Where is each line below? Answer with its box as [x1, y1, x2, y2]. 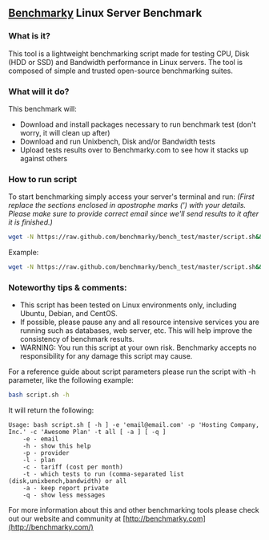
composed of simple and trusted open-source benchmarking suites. [8, 66, 234, 75]
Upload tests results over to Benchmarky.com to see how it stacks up [19, 144, 249, 155]
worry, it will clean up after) [19, 128, 110, 137]
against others [19, 153, 68, 163]
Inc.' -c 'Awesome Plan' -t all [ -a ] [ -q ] [8, 428, 167, 436]
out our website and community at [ [8, 514, 126, 524]
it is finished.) [8, 217, 54, 227]
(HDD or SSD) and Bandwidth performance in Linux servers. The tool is [8, 57, 243, 67]
